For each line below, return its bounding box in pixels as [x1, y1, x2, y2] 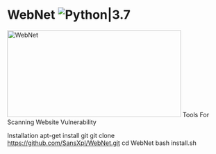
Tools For [182, 110, 210, 119]
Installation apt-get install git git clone [7, 131, 115, 139]
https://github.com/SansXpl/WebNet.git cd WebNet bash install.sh [7, 139, 197, 147]
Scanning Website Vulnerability [7, 118, 97, 126]
